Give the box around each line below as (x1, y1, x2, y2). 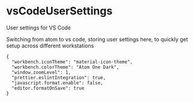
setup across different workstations (6, 42, 94, 49)
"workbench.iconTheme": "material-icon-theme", (11, 59, 133, 65)
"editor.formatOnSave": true (11, 85, 85, 91)
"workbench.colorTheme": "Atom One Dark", (11, 64, 120, 70)
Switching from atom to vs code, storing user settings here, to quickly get (6, 35, 188, 43)
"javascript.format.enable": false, (11, 80, 103, 86)
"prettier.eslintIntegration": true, (11, 74, 106, 80)
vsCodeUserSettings (6, 4, 113, 18)
